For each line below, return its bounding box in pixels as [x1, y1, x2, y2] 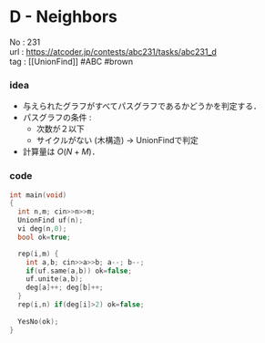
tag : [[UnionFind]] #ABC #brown [9, 56, 134, 67]
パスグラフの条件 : [22, 112, 92, 123]
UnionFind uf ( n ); [17, 216, 84, 225]
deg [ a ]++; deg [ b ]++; [25, 283, 104, 293]
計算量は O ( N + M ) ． [22, 146, 100, 157]
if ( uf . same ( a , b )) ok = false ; [25, 266, 132, 275]
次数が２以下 [36, 123, 85, 134]
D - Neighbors [9, 6, 118, 27]
